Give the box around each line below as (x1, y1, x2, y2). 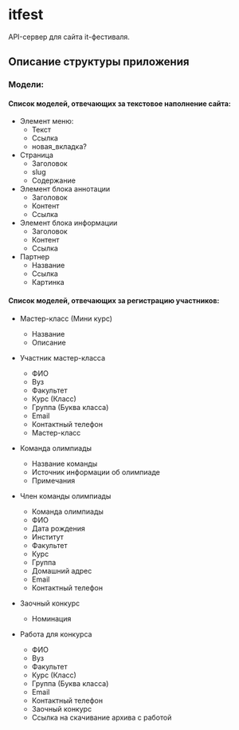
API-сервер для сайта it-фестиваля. (8, 32, 130, 41)
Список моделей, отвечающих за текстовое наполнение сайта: (8, 98, 231, 109)
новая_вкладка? (31, 142, 88, 152)
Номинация (31, 614, 72, 623)
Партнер (19, 252, 50, 262)
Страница (19, 150, 54, 160)
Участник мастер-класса (19, 353, 106, 362)
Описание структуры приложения (8, 55, 190, 69)
